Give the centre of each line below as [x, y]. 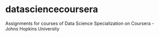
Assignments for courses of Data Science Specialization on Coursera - [80, 23]
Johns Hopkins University [32, 28]
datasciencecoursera [52, 9]
